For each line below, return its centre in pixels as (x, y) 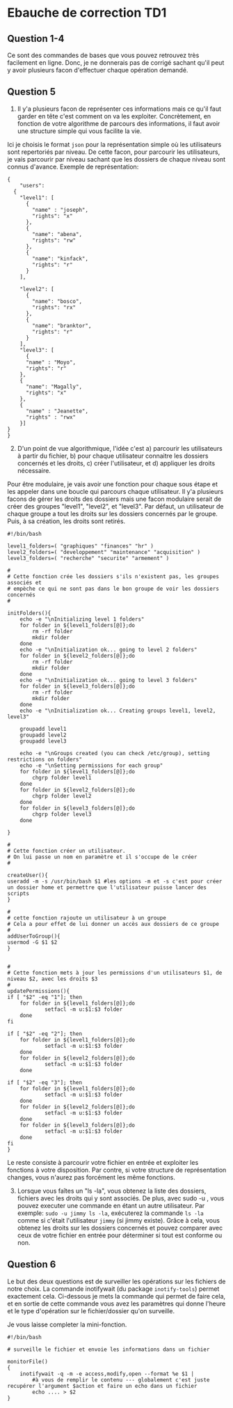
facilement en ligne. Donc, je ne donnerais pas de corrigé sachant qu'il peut (116, 63)
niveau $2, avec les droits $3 (53, 979)
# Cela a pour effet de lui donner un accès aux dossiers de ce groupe (113, 924)
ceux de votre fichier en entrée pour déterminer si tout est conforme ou (120, 1235)
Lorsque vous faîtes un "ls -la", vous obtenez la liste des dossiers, (112, 1191)
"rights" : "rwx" (51, 417)
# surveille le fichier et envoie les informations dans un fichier (109, 1349)
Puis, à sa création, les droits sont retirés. (66, 521)
